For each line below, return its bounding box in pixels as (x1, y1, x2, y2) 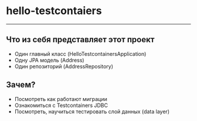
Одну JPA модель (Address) (14, 56, 84, 63)
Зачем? (6, 80, 36, 90)
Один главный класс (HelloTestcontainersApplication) (14, 50, 147, 57)
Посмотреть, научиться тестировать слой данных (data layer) (14, 107, 170, 115)
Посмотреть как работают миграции (14, 95, 107, 102)
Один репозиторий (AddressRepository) (14, 63, 113, 70)
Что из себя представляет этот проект (6, 35, 155, 45)
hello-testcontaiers (6, 4, 102, 18)
